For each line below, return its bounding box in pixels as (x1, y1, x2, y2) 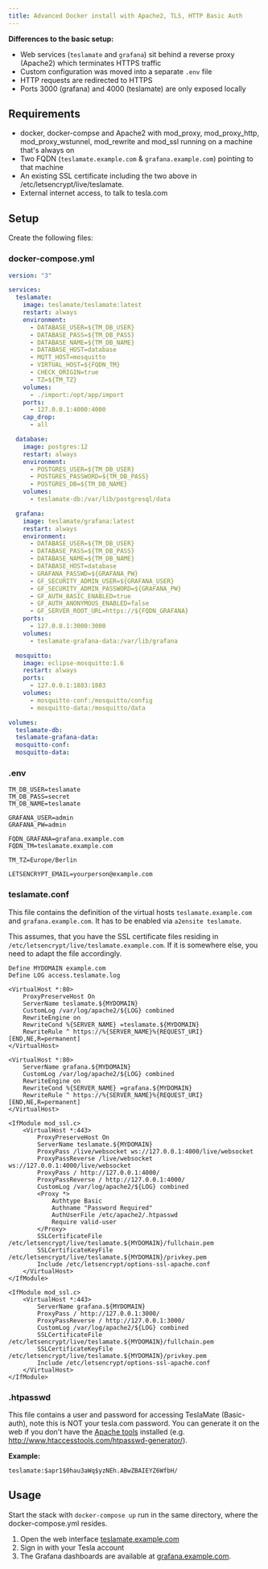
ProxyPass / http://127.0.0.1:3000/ (37, 1310, 160, 1318)
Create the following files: (8, 233, 94, 242)
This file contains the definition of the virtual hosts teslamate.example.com (8, 907, 253, 917)
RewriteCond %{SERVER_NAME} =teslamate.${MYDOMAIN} (23, 1020, 200, 1029)
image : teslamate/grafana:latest (23, 517, 135, 525)
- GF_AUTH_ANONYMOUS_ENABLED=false (29, 599, 150, 608)
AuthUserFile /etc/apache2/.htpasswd (51, 1211, 179, 1219)
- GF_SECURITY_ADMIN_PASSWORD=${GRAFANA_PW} (29, 585, 182, 593)
